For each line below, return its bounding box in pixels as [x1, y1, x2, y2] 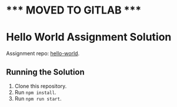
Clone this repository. [14, 82, 67, 89]
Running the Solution [6, 67, 85, 77]
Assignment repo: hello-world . [6, 50, 80, 57]
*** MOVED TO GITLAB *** [6, 4, 142, 17]
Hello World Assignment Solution [6, 31, 172, 44]
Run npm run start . [14, 95, 62, 102]
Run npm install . [14, 89, 57, 96]
